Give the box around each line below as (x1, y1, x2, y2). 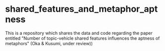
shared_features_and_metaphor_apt (5, 3, 158, 15)
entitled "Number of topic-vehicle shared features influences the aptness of (5, 35, 160, 41)
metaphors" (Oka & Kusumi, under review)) (5, 40, 93, 46)
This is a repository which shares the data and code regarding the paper (5, 30, 153, 36)
